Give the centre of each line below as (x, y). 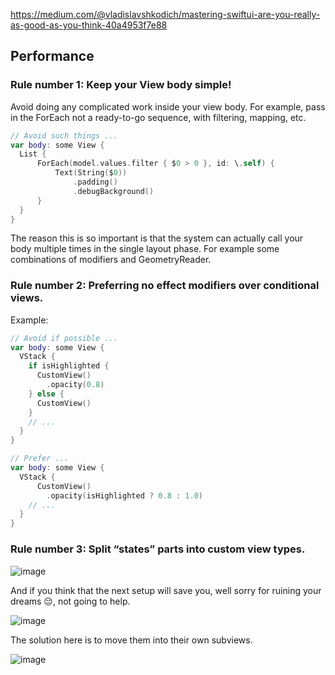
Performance (52, 56)
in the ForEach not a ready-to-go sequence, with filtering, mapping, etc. (158, 117)
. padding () (95, 182)
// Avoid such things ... (64, 135)
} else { (46, 394)
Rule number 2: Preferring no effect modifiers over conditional (165, 286)
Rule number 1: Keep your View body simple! (121, 85)
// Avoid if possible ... (64, 338)
